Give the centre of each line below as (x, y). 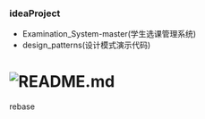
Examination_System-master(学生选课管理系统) (109, 34)
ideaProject (35, 13)
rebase (22, 106)
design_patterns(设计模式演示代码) (86, 45)
